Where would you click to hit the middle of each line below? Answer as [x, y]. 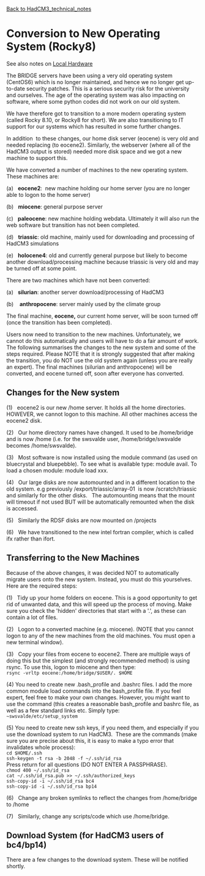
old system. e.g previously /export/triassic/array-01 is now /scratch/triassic [102, 489]
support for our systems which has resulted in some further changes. [94, 126]
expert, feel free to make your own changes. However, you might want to [98, 697]
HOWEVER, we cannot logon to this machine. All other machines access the [102, 414]
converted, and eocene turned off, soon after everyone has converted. [95, 373]
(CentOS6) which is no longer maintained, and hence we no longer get [95, 82]
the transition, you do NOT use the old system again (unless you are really [99, 360]
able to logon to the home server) [48, 194]
